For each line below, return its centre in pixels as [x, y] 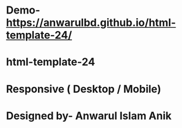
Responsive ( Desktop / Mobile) [84, 89]
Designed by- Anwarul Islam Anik [89, 116]
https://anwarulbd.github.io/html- [91, 23]
